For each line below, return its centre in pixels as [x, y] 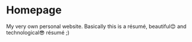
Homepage [34, 10]
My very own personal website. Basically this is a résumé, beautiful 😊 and [96, 26]
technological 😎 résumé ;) [38, 32]
